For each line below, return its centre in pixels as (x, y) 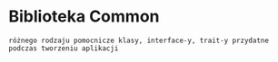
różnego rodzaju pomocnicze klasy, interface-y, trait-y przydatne (139, 40)
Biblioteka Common (84, 17)
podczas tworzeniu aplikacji (64, 48)
